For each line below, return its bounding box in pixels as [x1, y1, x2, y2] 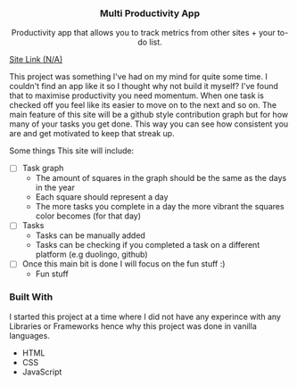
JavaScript [21, 366, 62, 377]
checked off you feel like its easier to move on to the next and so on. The [9, 100, 277, 111]
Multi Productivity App [99, 7, 201, 20]
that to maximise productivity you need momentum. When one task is [9, 90, 265, 101]
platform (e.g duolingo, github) [35, 249, 149, 260]
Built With [9, 291, 54, 303]
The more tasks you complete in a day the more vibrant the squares [35, 201, 285, 212]
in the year [35, 182, 76, 193]
